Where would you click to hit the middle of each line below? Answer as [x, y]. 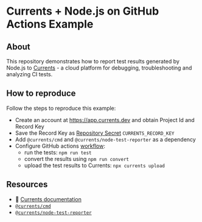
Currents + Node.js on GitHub [83, 11]
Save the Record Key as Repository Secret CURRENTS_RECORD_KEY [95, 133]
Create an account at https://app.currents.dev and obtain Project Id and [105, 120]
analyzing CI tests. [30, 74]
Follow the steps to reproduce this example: [61, 108]
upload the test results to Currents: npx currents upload [95, 165]
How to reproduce [41, 94]
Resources [27, 184]
